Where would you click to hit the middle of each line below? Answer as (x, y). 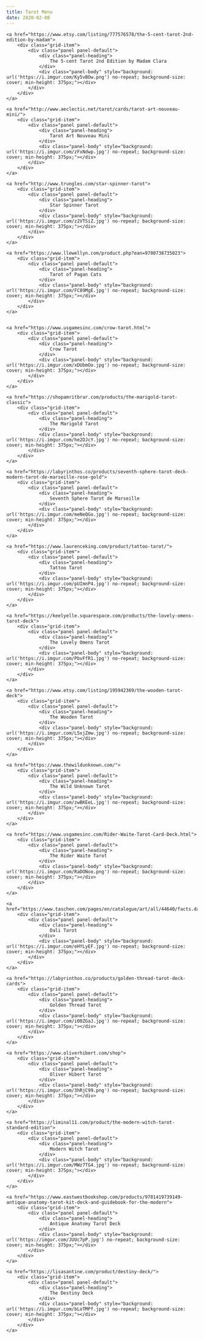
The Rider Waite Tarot (78, 856)
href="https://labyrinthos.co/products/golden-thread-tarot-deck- (100, 978)
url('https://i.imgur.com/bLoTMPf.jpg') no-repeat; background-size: (96, 1309)
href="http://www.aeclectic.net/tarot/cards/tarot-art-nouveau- (97, 109)
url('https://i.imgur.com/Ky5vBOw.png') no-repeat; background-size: (96, 77)
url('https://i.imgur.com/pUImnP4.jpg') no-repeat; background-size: (96, 584)
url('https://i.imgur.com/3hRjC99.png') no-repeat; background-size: (96, 1090)
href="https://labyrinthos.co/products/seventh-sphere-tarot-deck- (101, 472)
